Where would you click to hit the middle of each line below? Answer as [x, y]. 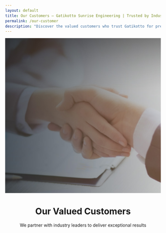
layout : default [22, 10]
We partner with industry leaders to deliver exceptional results [83, 225]
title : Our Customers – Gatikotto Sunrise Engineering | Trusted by [77, 16]
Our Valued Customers [83, 211]
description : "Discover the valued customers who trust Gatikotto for [79, 26]
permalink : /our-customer [32, 21]
